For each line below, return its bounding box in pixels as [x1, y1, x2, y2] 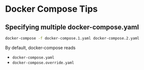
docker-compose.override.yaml [12, 60, 75, 65]
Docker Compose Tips [5, 3, 98, 15]
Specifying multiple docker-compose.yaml [5, 23, 139, 31]
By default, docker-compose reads [5, 45, 76, 50]
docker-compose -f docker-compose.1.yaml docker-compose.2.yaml [5, 36, 140, 41]
